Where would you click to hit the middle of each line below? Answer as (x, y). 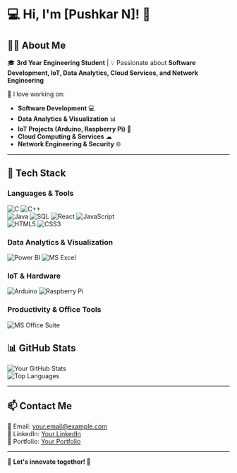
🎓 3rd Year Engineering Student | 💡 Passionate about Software (102, 63)
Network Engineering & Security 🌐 (69, 144)
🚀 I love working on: (36, 94)
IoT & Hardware (34, 276)
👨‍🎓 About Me (37, 45)
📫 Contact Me (40, 405)
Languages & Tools (41, 194)
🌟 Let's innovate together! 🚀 (49, 462)
